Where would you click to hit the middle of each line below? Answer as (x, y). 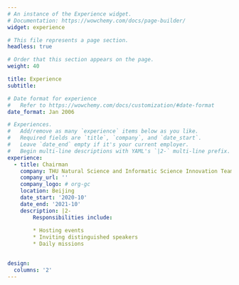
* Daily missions (58, 244)
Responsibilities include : (73, 217)
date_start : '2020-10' (54, 197)
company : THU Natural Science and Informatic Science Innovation (119, 171)
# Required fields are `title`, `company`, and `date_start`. (105, 138)
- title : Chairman (41, 165)
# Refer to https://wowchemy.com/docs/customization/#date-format (111, 105)
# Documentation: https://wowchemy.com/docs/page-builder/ (97, 21)
